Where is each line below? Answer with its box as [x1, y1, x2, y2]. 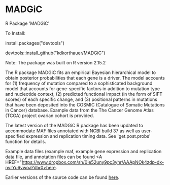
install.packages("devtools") [5, 40, 65, 46]
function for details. [5, 138, 47, 144]
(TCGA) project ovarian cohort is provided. [5, 113, 94, 119]
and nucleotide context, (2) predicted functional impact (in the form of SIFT [5, 91, 163, 97]
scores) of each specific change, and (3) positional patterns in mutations [5, 96, 157, 102]
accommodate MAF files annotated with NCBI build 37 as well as [5, 128, 141, 134]
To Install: [5, 30, 26, 36]
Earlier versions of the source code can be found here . [5, 174, 120, 180]
